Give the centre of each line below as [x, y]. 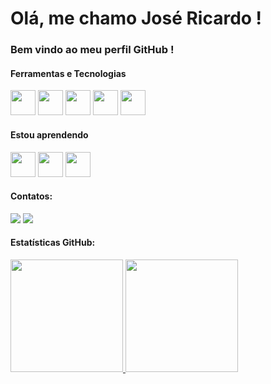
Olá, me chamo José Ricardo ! [136, 18]
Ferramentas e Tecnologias [68, 73]
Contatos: [31, 196]
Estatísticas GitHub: [53, 243]
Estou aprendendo [49, 134]
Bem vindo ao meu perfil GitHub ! [92, 50]
